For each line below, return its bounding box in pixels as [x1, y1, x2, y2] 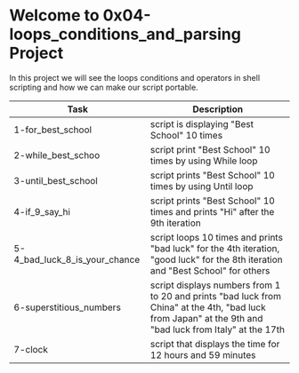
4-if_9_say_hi [13, 205, 71, 218]
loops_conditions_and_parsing [9, 24, 242, 44]
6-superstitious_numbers [13, 301, 122, 313]
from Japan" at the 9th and [149, 312, 263, 324]
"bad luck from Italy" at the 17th [149, 323, 285, 336]
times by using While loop [149, 155, 258, 167]
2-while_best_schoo [13, 148, 101, 161]
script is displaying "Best [149, 117, 254, 130]
